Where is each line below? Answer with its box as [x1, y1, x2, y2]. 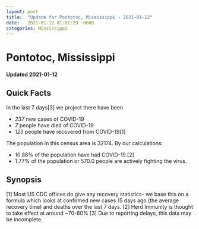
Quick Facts [6, 88, 52, 98]
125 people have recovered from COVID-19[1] [14, 128, 126, 135]
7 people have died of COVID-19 [14, 121, 94, 128]
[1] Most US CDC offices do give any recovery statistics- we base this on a [6, 190, 189, 197]
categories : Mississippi [6, 25, 68, 32]
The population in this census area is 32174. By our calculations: [6, 139, 163, 146]
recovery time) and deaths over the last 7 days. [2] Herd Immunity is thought [6, 203, 194, 210]
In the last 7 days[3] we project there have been [6, 103, 124, 111]
